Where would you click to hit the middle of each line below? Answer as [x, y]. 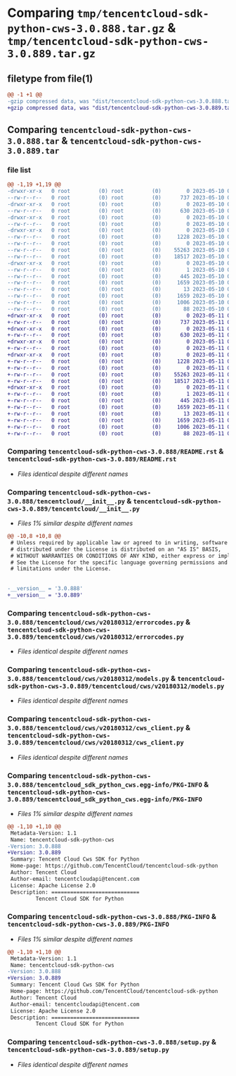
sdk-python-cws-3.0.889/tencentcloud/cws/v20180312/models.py [116, 686]
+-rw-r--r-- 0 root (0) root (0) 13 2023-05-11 [116, 413]
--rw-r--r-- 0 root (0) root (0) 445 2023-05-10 [116, 276]
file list [19, 170]
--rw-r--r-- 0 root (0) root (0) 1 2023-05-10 [116, 270]
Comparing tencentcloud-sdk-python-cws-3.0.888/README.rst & [116, 451]
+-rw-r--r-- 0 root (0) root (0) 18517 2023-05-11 [116, 381]
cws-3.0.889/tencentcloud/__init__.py [74, 509]
